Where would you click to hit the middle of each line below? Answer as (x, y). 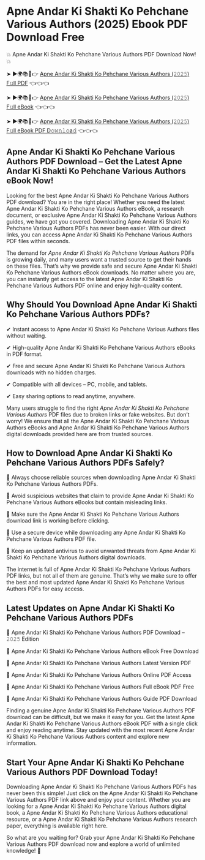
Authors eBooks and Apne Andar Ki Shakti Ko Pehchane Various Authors (98, 428)
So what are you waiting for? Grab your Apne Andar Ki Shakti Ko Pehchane (101, 838)
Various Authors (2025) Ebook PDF (97, 24)
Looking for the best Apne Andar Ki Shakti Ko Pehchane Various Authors (98, 195)
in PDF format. (24, 354)
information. (22, 743)
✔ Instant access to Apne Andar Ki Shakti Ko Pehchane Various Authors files (103, 329)
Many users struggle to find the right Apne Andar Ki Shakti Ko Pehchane (98, 408)
